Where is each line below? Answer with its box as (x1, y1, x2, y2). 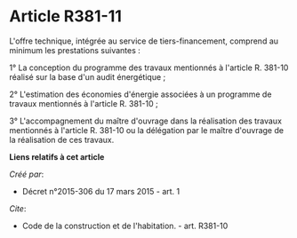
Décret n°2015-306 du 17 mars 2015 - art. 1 (21, 186, 181, 196)
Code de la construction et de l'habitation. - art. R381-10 (21, 220, 229, 231)
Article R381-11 (9, 6, 123, 27)
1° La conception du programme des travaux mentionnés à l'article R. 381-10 (9, 62, 289, 73)
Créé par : (9, 169, 44, 179)
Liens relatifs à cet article (9, 151, 105, 162)
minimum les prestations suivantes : (9, 44, 140, 55)
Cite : (9, 202, 27, 214)
